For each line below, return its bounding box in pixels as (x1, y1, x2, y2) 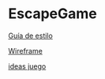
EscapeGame (8, 5, 97, 23)
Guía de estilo (8, 31, 53, 40)
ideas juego (8, 61, 47, 71)
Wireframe (8, 46, 43, 55)
